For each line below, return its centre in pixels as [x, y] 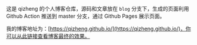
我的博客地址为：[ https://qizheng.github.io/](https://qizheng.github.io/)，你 [98, 29]
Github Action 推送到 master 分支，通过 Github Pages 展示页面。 [86, 16]
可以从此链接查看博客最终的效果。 [48, 36]
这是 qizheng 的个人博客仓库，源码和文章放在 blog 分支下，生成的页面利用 [98, 9]
